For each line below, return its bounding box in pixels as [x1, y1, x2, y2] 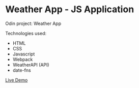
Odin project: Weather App [5, 20, 62, 26]
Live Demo [5, 77, 28, 83]
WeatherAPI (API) [12, 62, 49, 68]
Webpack [12, 56, 33, 62]
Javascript [12, 51, 35, 57]
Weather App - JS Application [5, 4, 134, 15]
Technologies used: [5, 30, 47, 36]
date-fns [12, 67, 32, 73]
